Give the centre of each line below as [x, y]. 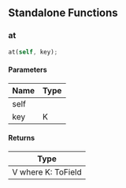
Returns [22, 138]
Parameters [28, 70]
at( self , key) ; [33, 52]
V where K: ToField [47, 171]
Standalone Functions [63, 13]
